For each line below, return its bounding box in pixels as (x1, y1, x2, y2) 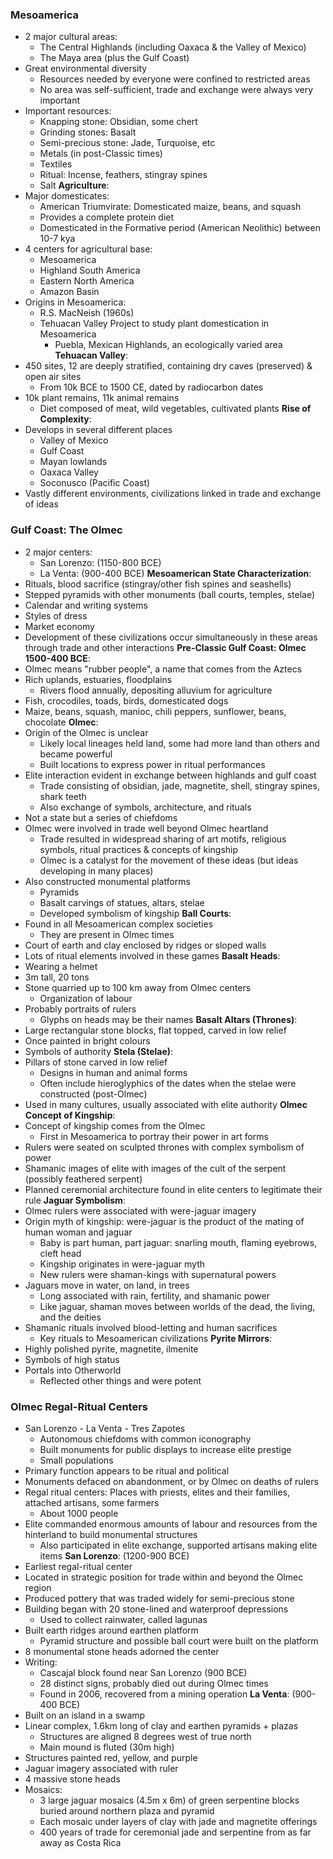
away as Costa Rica (39, 1836, 122, 1848)
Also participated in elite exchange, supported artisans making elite (39, 1539, 318, 1551)
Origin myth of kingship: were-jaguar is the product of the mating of (24, 1215, 305, 1227)
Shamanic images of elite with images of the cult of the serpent (24, 1162, 287, 1174)
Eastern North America (39, 275, 135, 287)
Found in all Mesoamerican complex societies (24, 918, 214, 930)
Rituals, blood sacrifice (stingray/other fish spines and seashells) (24, 578, 292, 590)
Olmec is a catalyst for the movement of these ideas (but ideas (39, 854, 299, 866)
